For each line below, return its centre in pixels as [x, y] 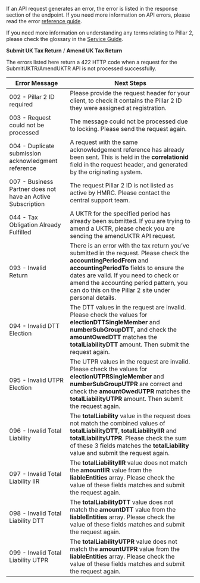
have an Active [30, 197]
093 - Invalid [28, 268]
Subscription [27, 204]
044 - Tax [24, 217]
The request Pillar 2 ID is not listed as [122, 185]
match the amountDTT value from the [123, 510]
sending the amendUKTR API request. [123, 236]
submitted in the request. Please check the [129, 253]
